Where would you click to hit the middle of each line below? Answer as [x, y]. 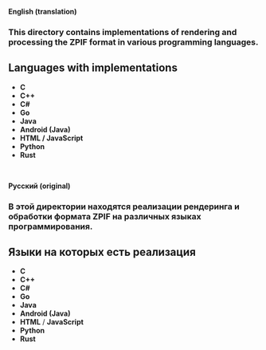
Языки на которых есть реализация [102, 252]
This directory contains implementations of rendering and [123, 32]
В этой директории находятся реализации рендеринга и [124, 206]
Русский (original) [39, 186]
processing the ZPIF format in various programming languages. [133, 41]
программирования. [51, 226]
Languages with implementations [93, 68]
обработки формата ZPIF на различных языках [105, 216]
